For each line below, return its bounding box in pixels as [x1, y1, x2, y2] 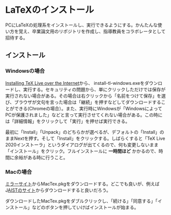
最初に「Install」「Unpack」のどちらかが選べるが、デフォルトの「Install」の [5, 129, 164, 135]
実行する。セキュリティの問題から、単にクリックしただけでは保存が [22, 86, 166, 93]
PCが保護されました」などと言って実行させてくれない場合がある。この [5, 112, 154, 118]
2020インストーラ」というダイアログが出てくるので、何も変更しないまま [5, 141, 159, 147]
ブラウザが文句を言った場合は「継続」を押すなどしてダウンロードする [14, 99, 161, 105]
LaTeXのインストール [5, 4, 94, 16]
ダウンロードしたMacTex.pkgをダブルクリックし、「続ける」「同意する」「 [5, 198, 158, 204]
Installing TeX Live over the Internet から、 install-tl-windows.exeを [5, 80, 145, 86]
